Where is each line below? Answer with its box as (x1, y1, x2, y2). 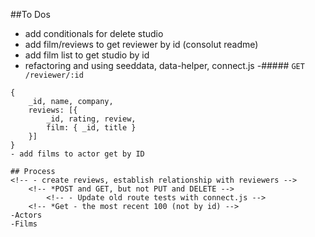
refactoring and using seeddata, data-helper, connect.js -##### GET (24, 60, 305, 71)
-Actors (10, 210, 43, 220)
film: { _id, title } (46, 123, 137, 133)
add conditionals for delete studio (24, 28, 164, 39)
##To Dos (10, 9, 51, 20)
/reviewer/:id (24, 70, 84, 80)
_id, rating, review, (46, 114, 137, 124)
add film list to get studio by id (24, 49, 150, 61)
